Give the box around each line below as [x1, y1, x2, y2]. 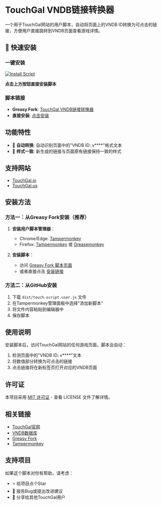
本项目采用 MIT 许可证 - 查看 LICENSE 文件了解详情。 [5, 394, 113, 400]
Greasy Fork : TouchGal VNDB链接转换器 [12, 106, 94, 112]
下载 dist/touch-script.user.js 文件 [12, 294, 87, 300]
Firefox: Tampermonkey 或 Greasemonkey [19, 241, 104, 247]
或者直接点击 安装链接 [19, 268, 64, 274]
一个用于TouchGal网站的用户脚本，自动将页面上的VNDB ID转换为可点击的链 [5, 22, 157, 27]
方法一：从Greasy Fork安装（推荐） [5, 214, 90, 220]
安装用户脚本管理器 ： [12, 226, 55, 232]
